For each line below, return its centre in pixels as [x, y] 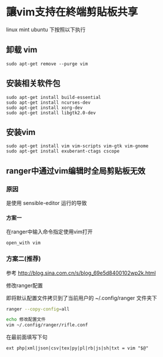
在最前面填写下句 [27, 337]
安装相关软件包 [33, 83]
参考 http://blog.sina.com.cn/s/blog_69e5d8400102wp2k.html [81, 273]
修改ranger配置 [24, 285]
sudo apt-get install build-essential [54, 97]
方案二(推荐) [24, 259]
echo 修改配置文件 [26, 320]
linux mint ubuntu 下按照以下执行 [46, 29]
